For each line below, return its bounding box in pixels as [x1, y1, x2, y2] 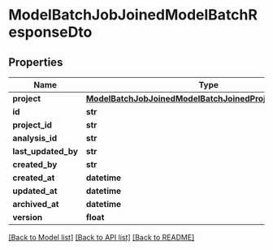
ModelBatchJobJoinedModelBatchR [8, 6, 258, 24]
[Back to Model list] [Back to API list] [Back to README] [8, 233, 195, 242]
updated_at [12, 185, 58, 196]
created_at [12, 172, 55, 183]
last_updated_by [12, 146, 79, 157]
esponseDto [8, 23, 93, 41]
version [12, 212, 43, 222]
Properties [8, 55, 63, 69]
